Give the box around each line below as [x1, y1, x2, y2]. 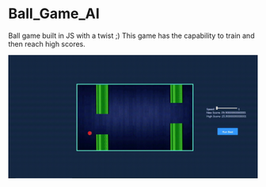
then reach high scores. [8, 39, 85, 48]
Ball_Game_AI [8, 5, 101, 23]
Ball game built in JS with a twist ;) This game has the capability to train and [8, 31, 255, 40]
